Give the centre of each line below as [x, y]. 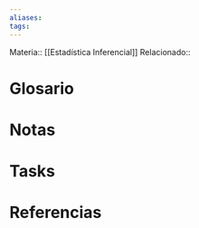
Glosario [42, 88]
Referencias [56, 213]
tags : [19, 26]
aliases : [26, 18]
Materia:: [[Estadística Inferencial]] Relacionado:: [100, 52]
